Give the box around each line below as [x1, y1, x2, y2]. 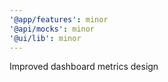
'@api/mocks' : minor [9, 24, 96, 34]
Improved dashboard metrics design [9, 61, 159, 73]
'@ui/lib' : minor [9, 33, 82, 43]
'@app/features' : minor [9, 14, 109, 25]
